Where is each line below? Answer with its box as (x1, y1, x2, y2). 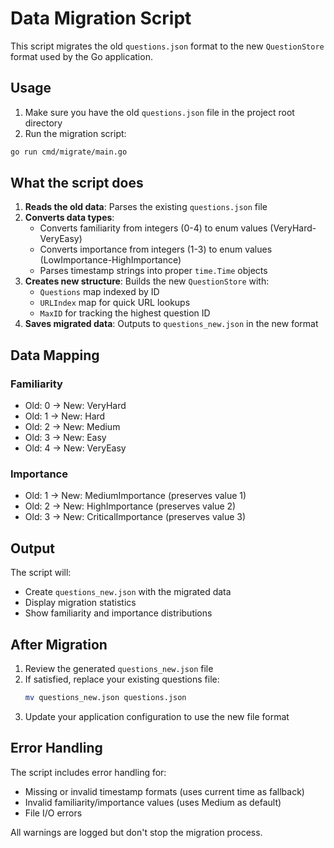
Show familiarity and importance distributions (24, 607, 213, 619)
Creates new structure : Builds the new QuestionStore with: (24, 275, 270, 287)
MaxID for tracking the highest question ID (39, 307, 211, 319)
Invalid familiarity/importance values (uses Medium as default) (24, 796, 282, 808)
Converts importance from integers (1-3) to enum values (39, 243, 273, 256)
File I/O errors (24, 807, 83, 819)
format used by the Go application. (10, 50, 153, 62)
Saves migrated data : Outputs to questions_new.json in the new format (24, 318, 319, 330)
